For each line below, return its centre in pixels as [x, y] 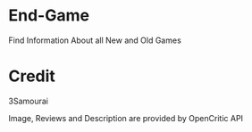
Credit [32, 76]
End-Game [49, 16]
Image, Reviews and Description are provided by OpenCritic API [126, 118]
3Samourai [28, 101]
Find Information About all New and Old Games [95, 40]
